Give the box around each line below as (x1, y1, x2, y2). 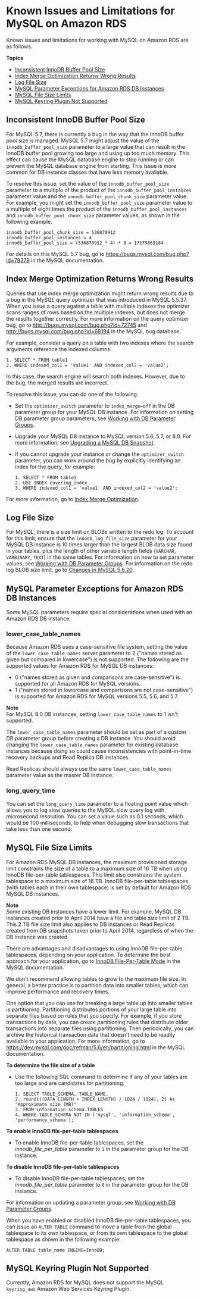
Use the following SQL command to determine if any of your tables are (14, 1073, 188, 1080)
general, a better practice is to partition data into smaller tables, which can (6, 981, 189, 989)
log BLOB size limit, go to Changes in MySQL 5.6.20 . (6, 567, 135, 574)
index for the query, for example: (14, 463, 95, 470)
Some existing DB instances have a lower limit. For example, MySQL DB (6, 908, 182, 915)
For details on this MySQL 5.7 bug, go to (6, 250, 105, 257)
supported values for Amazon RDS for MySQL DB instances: (6, 662, 154, 670)
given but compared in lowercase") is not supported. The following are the (6, 656, 189, 663)
